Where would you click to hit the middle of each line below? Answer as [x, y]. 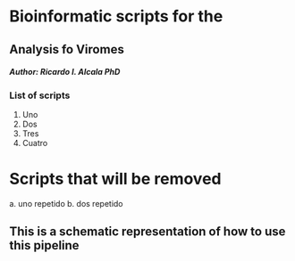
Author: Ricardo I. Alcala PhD [65, 72]
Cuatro [35, 143]
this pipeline [44, 245]
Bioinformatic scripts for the [116, 16]
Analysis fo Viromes [67, 49]
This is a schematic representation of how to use [147, 232]
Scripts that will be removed [115, 179]
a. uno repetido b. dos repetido [66, 203]
